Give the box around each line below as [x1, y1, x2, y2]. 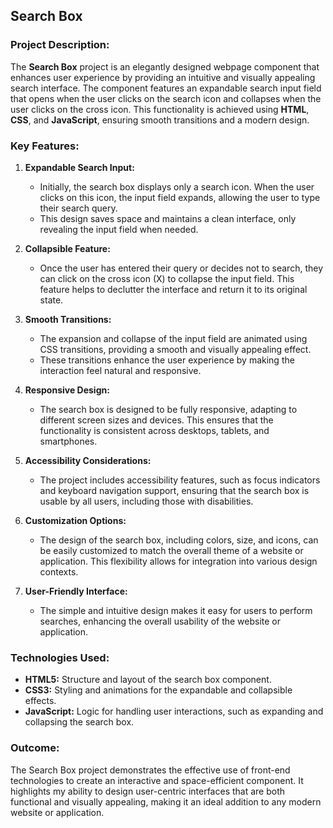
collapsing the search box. [24, 716, 135, 728]
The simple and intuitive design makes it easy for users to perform [39, 604, 313, 616]
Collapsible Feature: [24, 242, 111, 254]
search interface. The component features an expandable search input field [10, 82, 322, 94]
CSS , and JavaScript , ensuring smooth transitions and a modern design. [10, 114, 310, 126]
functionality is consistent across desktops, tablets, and [39, 424, 270, 436]
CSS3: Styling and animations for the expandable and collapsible [24, 684, 293, 696]
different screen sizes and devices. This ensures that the [39, 414, 274, 426]
